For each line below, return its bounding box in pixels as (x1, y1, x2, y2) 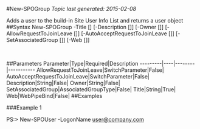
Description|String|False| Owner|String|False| (6, 79, 120, 86)
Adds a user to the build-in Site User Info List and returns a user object (6, 17, 184, 24)
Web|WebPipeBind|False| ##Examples (6, 92, 103, 99)
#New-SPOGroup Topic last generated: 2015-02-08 (6, 5, 137, 12)
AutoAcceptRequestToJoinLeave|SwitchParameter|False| (6, 73, 150, 80)
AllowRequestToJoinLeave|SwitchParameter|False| (36, 66, 164, 74)
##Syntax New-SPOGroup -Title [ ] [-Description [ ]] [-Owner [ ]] (6, 24, 164, 30)
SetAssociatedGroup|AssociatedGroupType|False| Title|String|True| (6, 86, 176, 93)
